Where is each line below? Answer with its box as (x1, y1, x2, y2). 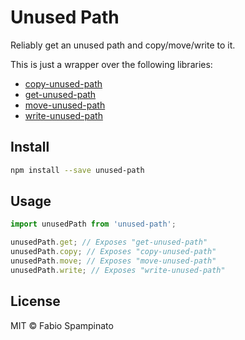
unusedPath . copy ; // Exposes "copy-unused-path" (10, 247, 217, 257)
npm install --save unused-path (10, 165, 145, 175)
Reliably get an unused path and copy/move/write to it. (10, 39, 236, 51)
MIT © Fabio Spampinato (10, 319, 114, 331)
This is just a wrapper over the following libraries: (10, 58, 213, 70)
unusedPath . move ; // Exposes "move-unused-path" (10, 256, 217, 266)
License (10, 293, 61, 310)
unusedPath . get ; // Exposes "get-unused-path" (10, 237, 208, 248)
